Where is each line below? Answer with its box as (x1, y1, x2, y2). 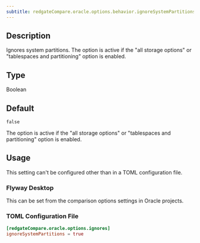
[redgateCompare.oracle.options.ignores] (6, 226, 111, 232)
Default (6, 103, 35, 113)
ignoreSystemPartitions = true (6, 231, 84, 237)
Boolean (6, 86, 27, 93)
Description (6, 31, 51, 41)
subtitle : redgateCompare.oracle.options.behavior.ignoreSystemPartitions (6, 8, 196, 15)
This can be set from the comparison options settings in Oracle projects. (6, 197, 184, 204)
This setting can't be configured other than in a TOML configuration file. (6, 169, 183, 176)
